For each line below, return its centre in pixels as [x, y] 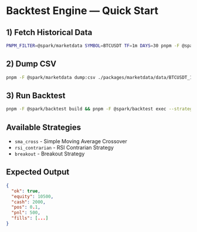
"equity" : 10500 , [33, 196]
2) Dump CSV [31, 64]
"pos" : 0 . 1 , [26, 207]
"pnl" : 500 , [26, 213]
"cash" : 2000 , [28, 202]
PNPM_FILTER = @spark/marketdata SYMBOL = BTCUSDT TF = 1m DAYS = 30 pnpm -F [93, 46]
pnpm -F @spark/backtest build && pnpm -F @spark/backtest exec [86, 109]
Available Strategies [43, 127]
